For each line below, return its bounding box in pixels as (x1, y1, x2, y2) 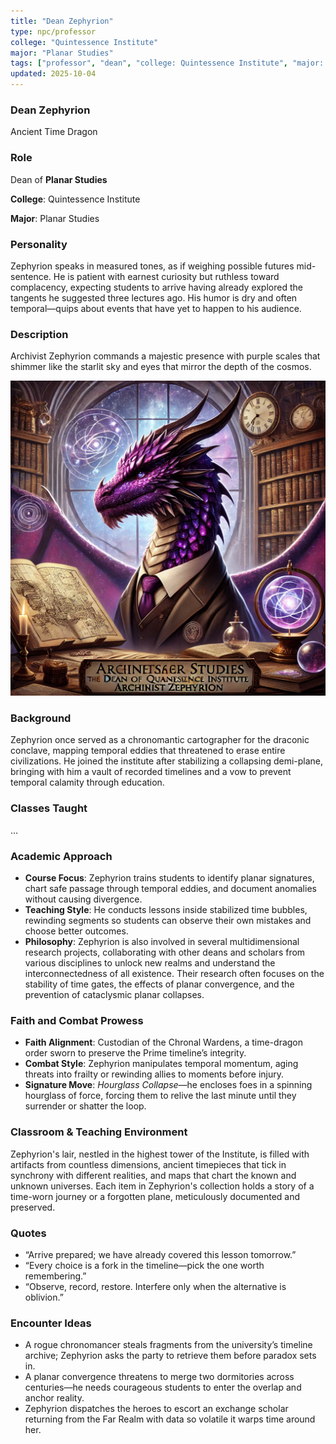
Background (10, 711, 72, 725)
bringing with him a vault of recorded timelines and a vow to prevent (10, 766, 292, 778)
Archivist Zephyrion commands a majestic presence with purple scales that (10, 350, 321, 362)
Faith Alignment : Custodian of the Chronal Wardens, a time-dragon (24, 1036, 304, 1049)
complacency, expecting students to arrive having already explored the (10, 281, 303, 293)
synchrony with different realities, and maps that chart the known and (10, 1169, 297, 1181)
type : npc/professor (10, 26, 97, 37)
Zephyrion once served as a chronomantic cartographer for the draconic (10, 734, 310, 746)
